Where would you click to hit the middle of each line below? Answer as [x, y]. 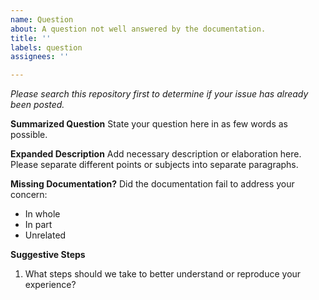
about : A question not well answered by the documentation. [138, 29]
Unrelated [45, 235]
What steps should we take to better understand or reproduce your [163, 274]
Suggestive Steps [48, 255]
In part [38, 225]
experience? [50, 285]
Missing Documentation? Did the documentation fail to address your [152, 184]
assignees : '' [40, 57]
